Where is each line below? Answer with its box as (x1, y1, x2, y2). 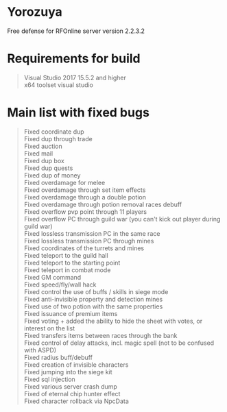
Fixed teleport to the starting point (23, 258, 121, 267)
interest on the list (23, 324, 75, 332)
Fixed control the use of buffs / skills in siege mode (23, 287, 169, 295)
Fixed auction (23, 142, 63, 150)
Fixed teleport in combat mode (23, 265, 111, 274)
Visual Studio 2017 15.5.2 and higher (23, 73, 127, 82)
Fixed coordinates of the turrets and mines (23, 244, 145, 252)
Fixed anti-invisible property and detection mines (23, 295, 163, 303)
